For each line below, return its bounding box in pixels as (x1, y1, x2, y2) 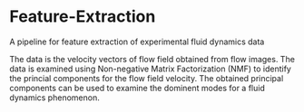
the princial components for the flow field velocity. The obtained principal (9, 72, 284, 83)
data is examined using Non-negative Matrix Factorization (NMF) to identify (9, 63, 292, 74)
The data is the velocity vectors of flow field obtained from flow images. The (9, 53, 295, 64)
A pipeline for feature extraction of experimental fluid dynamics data (9, 36, 265, 47)
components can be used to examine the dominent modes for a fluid (9, 82, 265, 93)
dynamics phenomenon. (9, 92, 100, 103)
